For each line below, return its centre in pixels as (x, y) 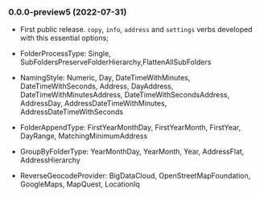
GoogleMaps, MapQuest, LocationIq (80, 184)
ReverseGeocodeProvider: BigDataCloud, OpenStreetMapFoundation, (135, 176)
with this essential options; (64, 38)
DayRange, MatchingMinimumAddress (84, 136)
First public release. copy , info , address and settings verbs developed (136, 30)
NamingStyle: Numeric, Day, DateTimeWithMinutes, (105, 78)
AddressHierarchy (50, 160)
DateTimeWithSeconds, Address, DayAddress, (97, 86)
